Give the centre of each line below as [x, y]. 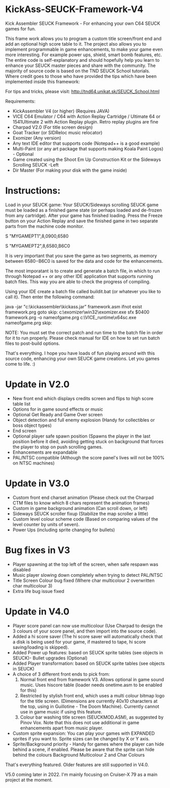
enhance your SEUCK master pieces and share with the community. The [80, 65]
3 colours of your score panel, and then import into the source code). [84, 631]
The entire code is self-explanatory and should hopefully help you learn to [82, 60]
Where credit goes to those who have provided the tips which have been [81, 76]
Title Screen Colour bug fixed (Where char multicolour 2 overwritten [83, 580]
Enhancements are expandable [45, 452]
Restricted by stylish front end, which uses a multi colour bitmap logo [92, 695]
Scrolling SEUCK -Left [36, 165]
